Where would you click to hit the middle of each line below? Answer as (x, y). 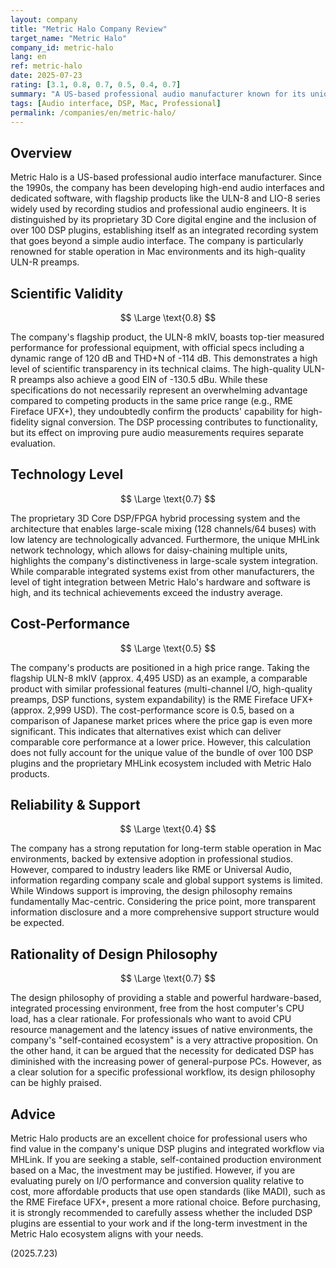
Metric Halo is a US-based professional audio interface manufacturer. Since (166, 177)
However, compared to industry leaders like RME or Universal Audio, (151, 870)
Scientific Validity (67, 293)
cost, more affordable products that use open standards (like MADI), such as (168, 1192)
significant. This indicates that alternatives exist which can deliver (146, 731)
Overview (41, 152)
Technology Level (67, 474)
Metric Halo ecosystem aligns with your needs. (107, 1234)
